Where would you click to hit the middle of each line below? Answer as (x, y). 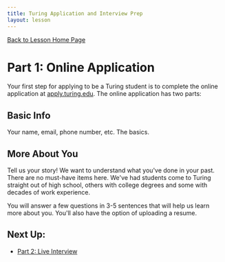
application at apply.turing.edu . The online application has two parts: (104, 94)
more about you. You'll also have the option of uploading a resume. (102, 213)
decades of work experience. (49, 192)
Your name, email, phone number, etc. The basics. (78, 132)
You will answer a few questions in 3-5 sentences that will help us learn (108, 206)
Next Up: (26, 235)
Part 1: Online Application (81, 67)
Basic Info (29, 115)
